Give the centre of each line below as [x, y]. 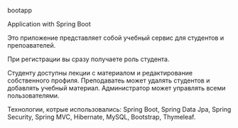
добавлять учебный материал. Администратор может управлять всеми [117, 88]
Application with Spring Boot [49, 24]
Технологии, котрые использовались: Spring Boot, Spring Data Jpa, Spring [119, 109]
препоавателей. [32, 45]
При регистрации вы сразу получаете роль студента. [88, 59]
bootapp [20, 10]
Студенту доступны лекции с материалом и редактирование [100, 73]
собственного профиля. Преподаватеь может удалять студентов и [109, 80]
